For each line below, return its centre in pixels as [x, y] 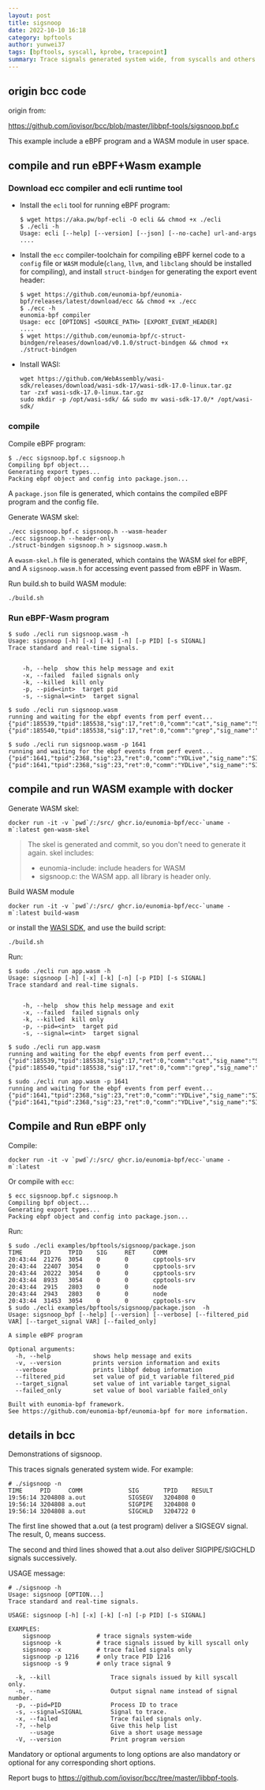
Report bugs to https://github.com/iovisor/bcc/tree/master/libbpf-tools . [123, 1778]
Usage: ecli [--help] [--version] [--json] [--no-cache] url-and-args [138, 233]
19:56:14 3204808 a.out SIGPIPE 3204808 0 [102, 1505]
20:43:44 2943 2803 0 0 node [88, 1294]
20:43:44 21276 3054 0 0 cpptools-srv [102, 1259]
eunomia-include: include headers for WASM [112, 867]
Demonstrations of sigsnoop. [55, 1454]
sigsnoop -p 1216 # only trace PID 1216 [97, 1657]
